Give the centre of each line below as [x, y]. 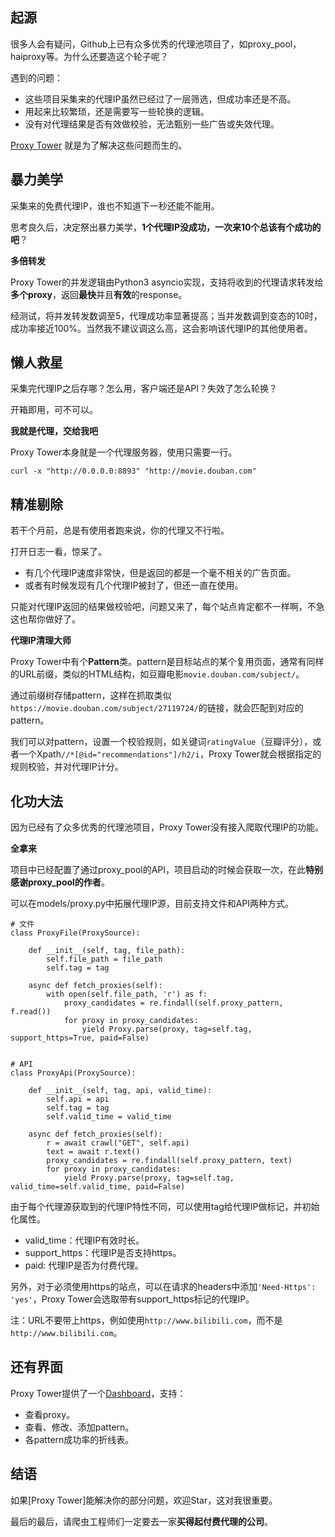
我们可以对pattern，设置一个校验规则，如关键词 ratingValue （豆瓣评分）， [161, 742]
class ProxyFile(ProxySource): [75, 933]
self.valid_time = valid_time [109, 1117]
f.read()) [31, 1012]
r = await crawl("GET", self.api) [118, 1143]
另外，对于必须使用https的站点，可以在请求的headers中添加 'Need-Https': [163, 1287]
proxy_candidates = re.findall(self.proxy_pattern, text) [169, 1161]
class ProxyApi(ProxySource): [73, 1073]
